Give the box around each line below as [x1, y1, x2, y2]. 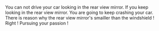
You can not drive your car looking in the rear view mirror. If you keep [5, 4, 149, 10]
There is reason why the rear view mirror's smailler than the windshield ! [5, 15, 154, 20]
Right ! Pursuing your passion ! [5, 20, 69, 26]
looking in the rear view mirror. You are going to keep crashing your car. [5, 9, 153, 15]
